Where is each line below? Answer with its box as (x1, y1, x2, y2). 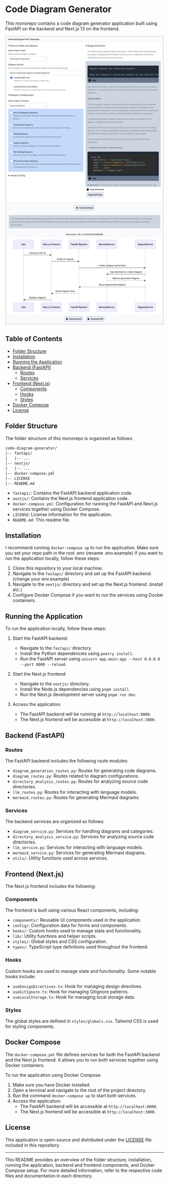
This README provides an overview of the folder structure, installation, (5, 1156, 152, 1163)
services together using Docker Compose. (12, 506, 101, 512)
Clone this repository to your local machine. (12, 565, 103, 572)
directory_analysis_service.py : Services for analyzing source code (12, 834, 154, 840)
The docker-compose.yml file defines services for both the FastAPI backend (5, 1051, 160, 1057)
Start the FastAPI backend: (12, 635, 68, 641)
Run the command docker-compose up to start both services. (12, 1093, 137, 1099)
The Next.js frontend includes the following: (5, 883, 96, 889)
